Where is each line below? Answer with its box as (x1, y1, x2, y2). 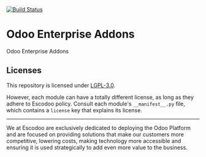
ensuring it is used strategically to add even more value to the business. (6, 144, 188, 151)
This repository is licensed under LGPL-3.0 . (6, 82, 116, 89)
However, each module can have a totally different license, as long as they (6, 93, 194, 101)
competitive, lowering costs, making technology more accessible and (6, 137, 181, 144)
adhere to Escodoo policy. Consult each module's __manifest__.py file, (6, 100, 185, 107)
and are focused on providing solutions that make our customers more (6, 131, 185, 138)
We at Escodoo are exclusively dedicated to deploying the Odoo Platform (6, 124, 191, 131)
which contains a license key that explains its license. (6, 106, 142, 113)
